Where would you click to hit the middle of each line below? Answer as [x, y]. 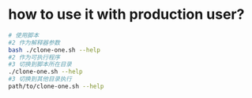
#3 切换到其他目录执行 [40, 79]
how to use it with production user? [126, 15]
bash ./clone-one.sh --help [55, 50]
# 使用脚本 [24, 35]
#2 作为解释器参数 [34, 42]
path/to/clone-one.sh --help [56, 87]
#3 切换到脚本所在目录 [40, 64]
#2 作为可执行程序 [34, 57]
